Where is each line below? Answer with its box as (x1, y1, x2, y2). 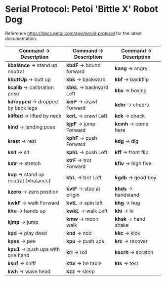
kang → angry (114, 65, 148, 72)
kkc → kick (114, 230, 141, 237)
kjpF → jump (66, 120, 96, 127)
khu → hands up (7, 207, 46, 214)
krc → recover (114, 238, 148, 244)
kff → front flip (114, 149, 149, 156)
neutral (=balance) (7, 177, 51, 184)
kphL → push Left (66, 149, 108, 156)
